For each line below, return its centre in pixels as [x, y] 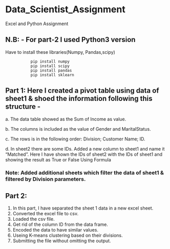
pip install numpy [50, 61]
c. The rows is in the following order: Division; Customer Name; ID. [75, 139]
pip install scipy [50, 66]
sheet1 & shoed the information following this [79, 99]
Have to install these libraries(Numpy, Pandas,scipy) [60, 52]
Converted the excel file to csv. [45, 214]
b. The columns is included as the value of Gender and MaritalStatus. [78, 129]
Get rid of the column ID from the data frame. [60, 224]
